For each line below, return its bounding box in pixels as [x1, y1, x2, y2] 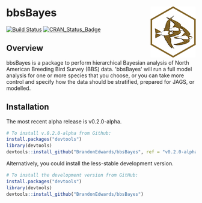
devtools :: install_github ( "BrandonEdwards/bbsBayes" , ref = [6, 149, 161, 155]
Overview [6, 43, 44, 53]
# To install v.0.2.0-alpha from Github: [6, 130, 112, 136]
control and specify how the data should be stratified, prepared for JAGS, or [6, 78, 195, 85]
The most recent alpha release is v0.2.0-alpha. [6, 117, 122, 125]
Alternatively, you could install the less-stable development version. [6, 160, 174, 167]
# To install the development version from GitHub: [6, 172, 138, 178]
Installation [6, 102, 49, 112]
